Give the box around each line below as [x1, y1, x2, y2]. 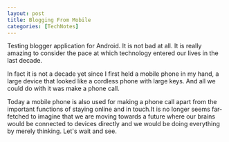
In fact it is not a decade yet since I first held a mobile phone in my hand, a [7, 70, 219, 78]
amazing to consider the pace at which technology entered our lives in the [7, 49, 219, 57]
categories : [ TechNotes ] [7, 23, 79, 30]
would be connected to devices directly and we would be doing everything [7, 120, 220, 128]
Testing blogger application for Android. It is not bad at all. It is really [7, 42, 202, 50]
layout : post [7, 10, 45, 17]
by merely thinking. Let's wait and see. [7, 127, 118, 135]
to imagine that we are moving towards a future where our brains [30, 112, 216, 121]
